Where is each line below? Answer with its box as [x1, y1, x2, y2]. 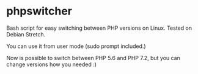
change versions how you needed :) [6, 61, 97, 68]
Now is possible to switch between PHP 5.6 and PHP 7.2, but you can [6, 54, 180, 61]
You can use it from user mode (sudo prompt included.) [6, 42, 146, 50]
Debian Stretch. [6, 30, 46, 38]
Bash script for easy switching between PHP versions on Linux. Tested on [6, 24, 193, 32]
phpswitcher [6, 4, 72, 18]
